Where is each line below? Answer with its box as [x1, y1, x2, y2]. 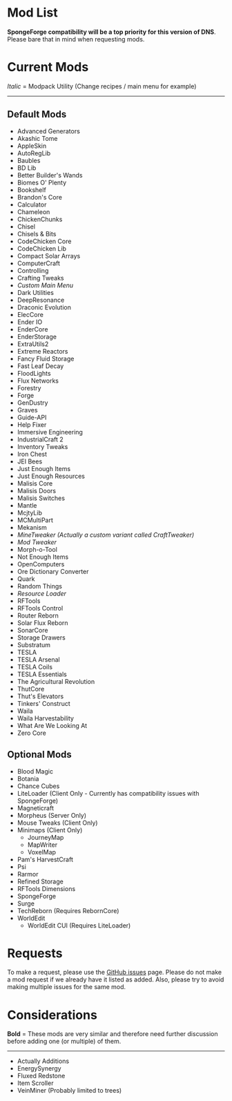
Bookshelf [17, 185, 46, 194]
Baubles [17, 156, 41, 164]
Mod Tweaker [17, 537, 57, 546]
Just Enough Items [17, 464, 71, 472]
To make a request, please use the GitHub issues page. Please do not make [7, 968, 222, 977]
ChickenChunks [17, 215, 63, 223]
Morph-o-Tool [17, 545, 57, 553]
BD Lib [17, 164, 37, 172]
